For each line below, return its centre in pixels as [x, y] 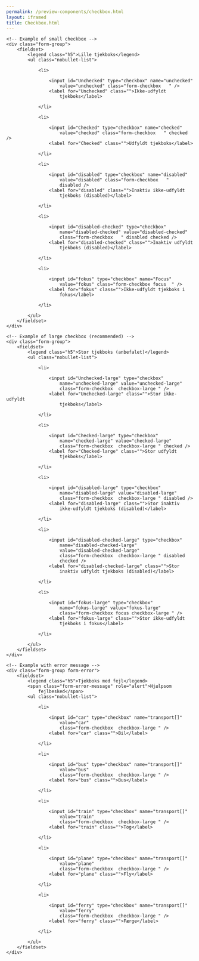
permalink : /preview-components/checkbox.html [65, 12]
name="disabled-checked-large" [98, 546]
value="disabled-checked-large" [99, 551]
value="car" [74, 723]
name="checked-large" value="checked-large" [115, 441]
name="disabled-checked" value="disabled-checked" [123, 232]
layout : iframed [26, 17]
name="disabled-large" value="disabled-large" [118, 493]
